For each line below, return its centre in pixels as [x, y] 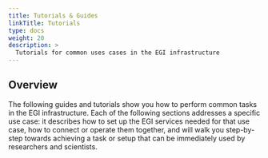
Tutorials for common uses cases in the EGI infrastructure [118, 53]
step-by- [240, 129]
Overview [33, 85]
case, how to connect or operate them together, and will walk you [116, 129]
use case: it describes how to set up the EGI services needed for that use [129, 121]
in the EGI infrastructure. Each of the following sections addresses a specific [134, 113]
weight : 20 [26, 38]
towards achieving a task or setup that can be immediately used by [135, 138]
